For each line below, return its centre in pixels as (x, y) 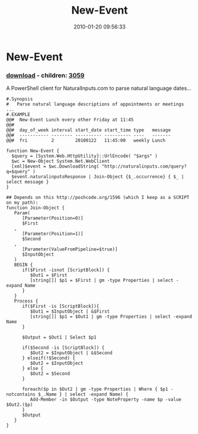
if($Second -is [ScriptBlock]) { (63, 348)
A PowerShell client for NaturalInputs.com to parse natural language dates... (99, 88)
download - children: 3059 (45, 75)
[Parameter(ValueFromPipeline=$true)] (70, 249)
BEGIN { (23, 265)
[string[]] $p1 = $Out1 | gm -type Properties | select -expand (111, 317)
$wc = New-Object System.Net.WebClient (61, 161)
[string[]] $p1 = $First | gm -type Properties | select (102, 281)
